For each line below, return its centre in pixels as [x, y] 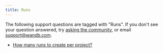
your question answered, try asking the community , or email [68, 30]
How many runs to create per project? [52, 45]
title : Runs [18, 10]
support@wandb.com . [29, 35]
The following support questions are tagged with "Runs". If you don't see [82, 24]
